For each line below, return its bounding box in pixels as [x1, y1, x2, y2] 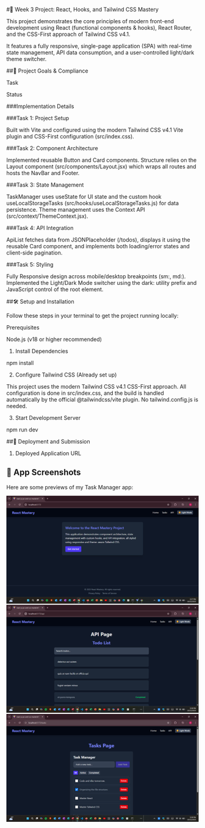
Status [6, 91, 23, 98]
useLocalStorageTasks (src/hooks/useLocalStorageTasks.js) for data [6, 200, 179, 207]
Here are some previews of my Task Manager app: [6, 483, 134, 491]
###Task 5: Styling [6, 261, 54, 268]
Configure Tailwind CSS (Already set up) [15, 371, 117, 378]
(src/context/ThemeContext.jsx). [6, 212, 88, 220]
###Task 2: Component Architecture [6, 145, 99, 152]
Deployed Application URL [15, 450, 81, 457]
